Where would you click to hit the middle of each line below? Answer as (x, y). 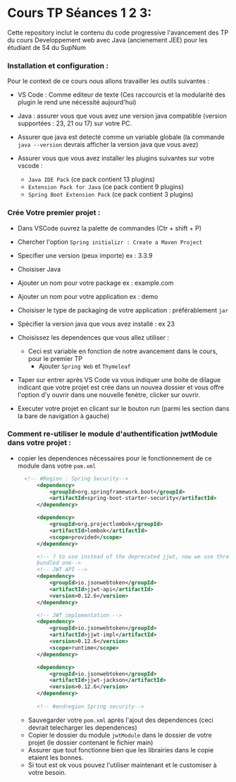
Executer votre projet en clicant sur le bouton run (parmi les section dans (123, 408)
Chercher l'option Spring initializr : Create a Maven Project (110, 242)
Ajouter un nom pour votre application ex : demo (88, 296)
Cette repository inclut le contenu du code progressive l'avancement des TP (118, 32)
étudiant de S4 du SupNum (46, 47)
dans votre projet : (39, 443)
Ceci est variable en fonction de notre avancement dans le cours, (123, 351)
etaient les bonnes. (56, 757)
